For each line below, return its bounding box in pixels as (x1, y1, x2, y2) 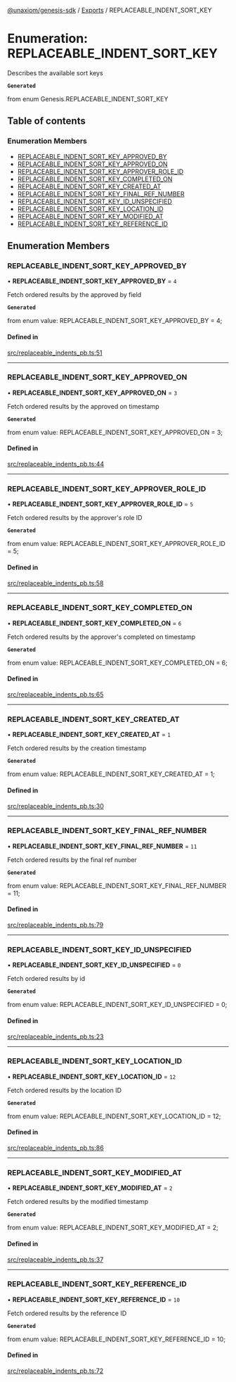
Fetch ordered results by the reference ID (7, 1309, 127, 1317)
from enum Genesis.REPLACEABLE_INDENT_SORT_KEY (7, 94, 169, 103)
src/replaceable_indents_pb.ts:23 (7, 1032, 104, 1041)
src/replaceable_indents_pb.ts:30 (7, 801, 104, 810)
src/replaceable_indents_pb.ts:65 (7, 690, 104, 699)
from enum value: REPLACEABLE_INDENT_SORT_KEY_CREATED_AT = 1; (7, 770, 216, 778)
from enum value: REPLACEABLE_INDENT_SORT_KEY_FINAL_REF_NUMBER (7, 881, 227, 889)
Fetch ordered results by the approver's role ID (7, 514, 143, 522)
